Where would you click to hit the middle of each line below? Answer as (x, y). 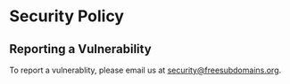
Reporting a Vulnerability (80, 49)
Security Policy (67, 16)
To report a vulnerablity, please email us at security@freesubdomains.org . (145, 70)
